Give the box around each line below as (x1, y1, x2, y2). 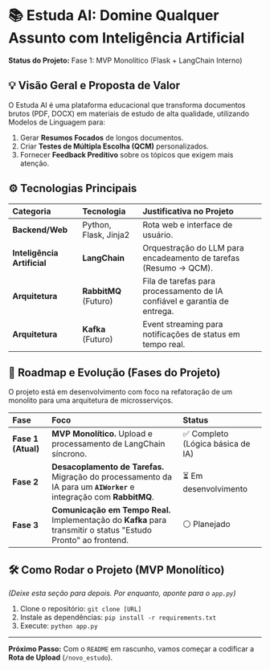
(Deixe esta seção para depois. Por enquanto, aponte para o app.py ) (8, 588, 236, 599)
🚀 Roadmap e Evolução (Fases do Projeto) (8, 366, 221, 379)
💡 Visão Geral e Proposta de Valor (8, 79, 181, 92)
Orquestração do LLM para (142, 242, 245, 253)
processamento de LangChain (51, 439, 166, 450)
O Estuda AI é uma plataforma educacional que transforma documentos (8, 100, 246, 109)
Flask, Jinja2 (82, 229, 130, 240)
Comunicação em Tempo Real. (51, 505, 171, 516)
